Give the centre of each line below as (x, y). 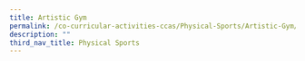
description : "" (40, 34)
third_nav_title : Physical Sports (75, 43)
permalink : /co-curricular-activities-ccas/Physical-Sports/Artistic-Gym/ (154, 26)
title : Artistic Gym (49, 17)
